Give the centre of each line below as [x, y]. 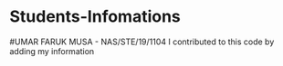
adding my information [52, 51]
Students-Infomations [95, 17]
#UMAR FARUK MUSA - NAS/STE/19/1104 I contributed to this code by [142, 42]
